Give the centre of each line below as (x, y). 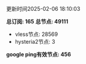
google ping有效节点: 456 (38, 54)
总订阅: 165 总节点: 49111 (37, 22)
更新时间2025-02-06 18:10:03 (43, 9)
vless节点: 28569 (36, 34)
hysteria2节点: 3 (35, 42)
